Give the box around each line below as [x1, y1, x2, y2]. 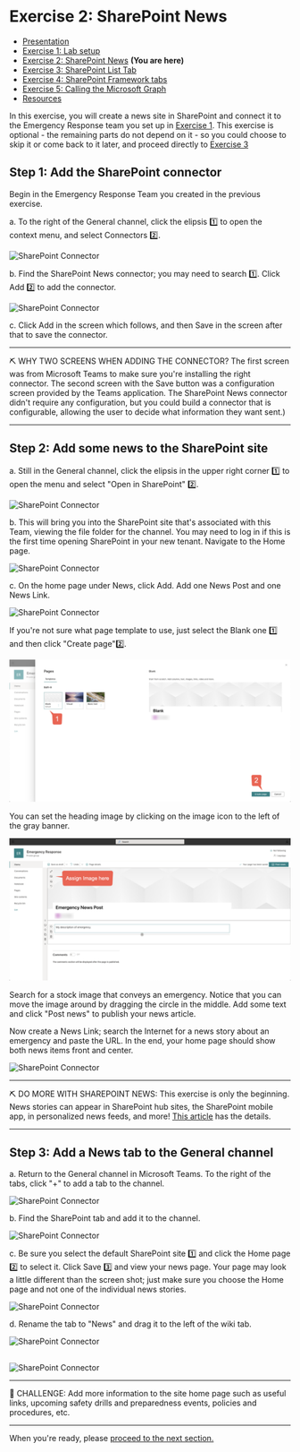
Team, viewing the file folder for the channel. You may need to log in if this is [9, 526, 291, 537]
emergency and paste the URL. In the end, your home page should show [9, 1035, 276, 1045]
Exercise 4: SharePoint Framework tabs [21, 73, 168, 84]
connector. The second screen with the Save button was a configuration [9, 378, 275, 389]
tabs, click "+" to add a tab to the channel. [9, 1178, 165, 1189]
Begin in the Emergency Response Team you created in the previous [9, 188, 261, 199]
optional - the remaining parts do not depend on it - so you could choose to [9, 129, 287, 140]
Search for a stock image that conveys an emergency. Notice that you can [9, 989, 282, 1000]
